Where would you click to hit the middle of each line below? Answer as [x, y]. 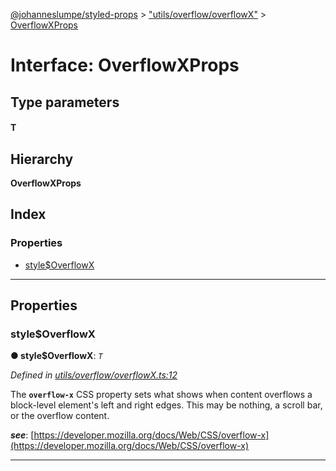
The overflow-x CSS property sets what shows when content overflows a [161, 395]
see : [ [22, 435]
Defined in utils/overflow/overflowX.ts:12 [94, 375]
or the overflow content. [60, 416]
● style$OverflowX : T [56, 356]
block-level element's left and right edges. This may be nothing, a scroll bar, [166, 405]
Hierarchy [42, 159]
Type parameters [65, 102]
